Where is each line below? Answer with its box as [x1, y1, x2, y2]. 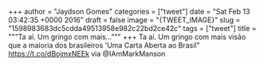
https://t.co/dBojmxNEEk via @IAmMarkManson [8, 49, 166, 58]
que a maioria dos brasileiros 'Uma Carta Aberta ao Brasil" [8, 41, 200, 50]
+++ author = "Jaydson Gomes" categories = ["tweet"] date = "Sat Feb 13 [8, 7, 250, 16]
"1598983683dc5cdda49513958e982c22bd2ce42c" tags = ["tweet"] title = [8, 24, 257, 33]
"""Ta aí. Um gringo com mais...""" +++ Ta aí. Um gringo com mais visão [8, 32, 246, 41]
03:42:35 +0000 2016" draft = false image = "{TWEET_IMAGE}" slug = [8, 15, 241, 25]
